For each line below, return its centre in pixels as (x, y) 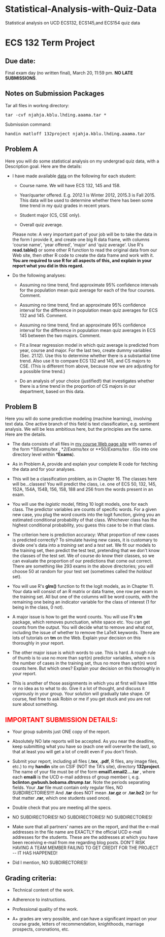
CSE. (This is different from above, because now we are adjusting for (89, 366)
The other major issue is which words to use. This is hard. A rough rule (84, 652)
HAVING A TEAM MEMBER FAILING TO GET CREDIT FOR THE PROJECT (85, 848)
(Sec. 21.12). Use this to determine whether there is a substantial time (90, 355)
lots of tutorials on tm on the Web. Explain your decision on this (77, 638)
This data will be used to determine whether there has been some (86, 200)
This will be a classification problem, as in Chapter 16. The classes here (84, 479)
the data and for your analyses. (44, 469)
